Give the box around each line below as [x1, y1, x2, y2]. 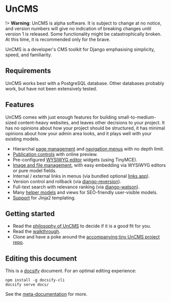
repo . [12, 239, 25, 246]
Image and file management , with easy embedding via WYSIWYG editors [12, 162, 166, 168]
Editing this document [5, 254, 77, 263]
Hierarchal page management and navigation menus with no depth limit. [12, 145, 164, 152]
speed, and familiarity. [5, 52, 52, 58]
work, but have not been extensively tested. [5, 85, 97, 92]
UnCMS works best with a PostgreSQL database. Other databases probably [5, 80, 164, 86]
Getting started [5, 209, 55, 218]
